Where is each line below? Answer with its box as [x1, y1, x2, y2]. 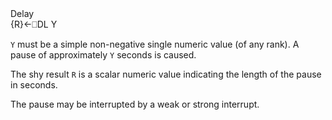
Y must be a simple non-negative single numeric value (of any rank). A [10, 38, 300, 50]
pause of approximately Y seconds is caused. [10, 49, 197, 61]
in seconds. [10, 79, 58, 91]
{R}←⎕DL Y [10, 18, 58, 30]
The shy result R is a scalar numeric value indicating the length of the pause [10, 68, 322, 80]
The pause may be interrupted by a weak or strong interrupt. [10, 98, 260, 110]
